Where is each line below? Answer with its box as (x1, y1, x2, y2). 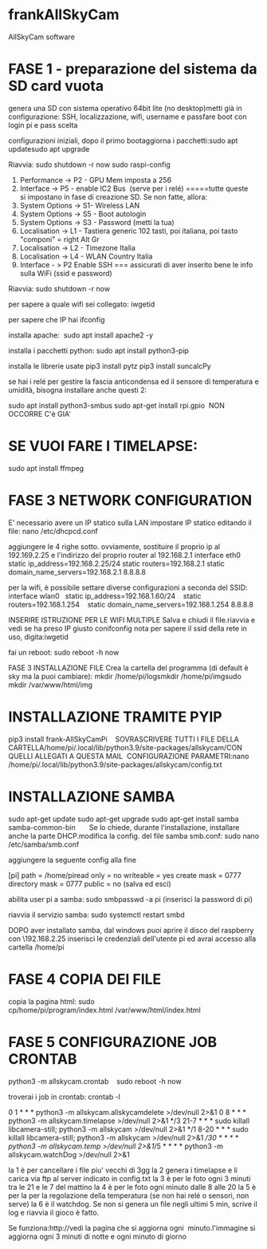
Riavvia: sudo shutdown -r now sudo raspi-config (8, 160, 171, 169)
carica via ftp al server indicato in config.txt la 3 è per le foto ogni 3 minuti (8, 1173, 251, 1183)
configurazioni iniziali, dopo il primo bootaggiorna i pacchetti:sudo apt (8, 136, 238, 145)
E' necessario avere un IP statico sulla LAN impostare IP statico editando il (8, 517, 253, 528)
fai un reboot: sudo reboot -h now (8, 647, 120, 657)
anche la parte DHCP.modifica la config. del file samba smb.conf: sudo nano (8, 831, 260, 840)
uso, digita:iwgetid (8, 632, 69, 642)
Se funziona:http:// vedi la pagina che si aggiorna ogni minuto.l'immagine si (8, 1223, 256, 1232)
